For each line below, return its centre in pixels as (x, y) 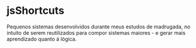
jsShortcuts (36, 11)
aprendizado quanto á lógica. (42, 39)
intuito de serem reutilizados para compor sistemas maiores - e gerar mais (96, 32)
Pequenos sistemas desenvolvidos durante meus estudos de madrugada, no (99, 27)
